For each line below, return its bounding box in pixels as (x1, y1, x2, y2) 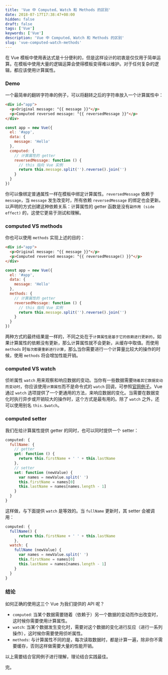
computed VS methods (5, 222, 63, 229)
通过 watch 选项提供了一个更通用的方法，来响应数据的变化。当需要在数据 (5, 390, 155, 396)
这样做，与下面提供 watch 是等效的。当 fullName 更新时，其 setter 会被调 (5, 508, 155, 514)
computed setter (5, 415, 47, 422)
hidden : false (5, 17, 35, 22)
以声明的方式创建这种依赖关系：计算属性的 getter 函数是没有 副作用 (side (5, 203, 154, 209)
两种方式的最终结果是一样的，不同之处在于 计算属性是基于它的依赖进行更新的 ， (5, 334, 157, 340)
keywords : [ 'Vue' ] (5, 31, 44, 36)
